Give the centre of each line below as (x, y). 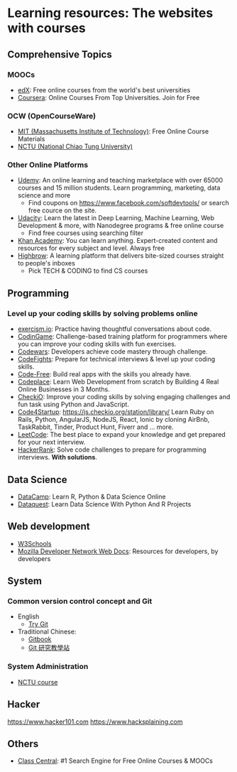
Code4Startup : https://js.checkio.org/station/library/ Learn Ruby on (116, 412)
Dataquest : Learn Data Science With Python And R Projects (104, 504)
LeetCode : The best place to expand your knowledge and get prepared (121, 435)
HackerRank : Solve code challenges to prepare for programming (112, 450)
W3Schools (34, 543)
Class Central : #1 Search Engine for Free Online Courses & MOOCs (115, 761)
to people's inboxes (46, 263)
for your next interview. (51, 442)
